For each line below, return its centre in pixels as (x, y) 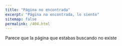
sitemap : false (21, 19)
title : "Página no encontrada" (38, 10)
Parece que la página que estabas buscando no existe (61, 38)
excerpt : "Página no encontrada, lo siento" (52, 14)
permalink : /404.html (28, 24)
